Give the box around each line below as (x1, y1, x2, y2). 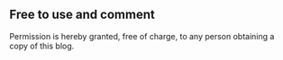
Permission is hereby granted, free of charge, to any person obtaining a (9, 30, 275, 41)
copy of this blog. (9, 40, 75, 51)
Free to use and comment (9, 7, 155, 22)
